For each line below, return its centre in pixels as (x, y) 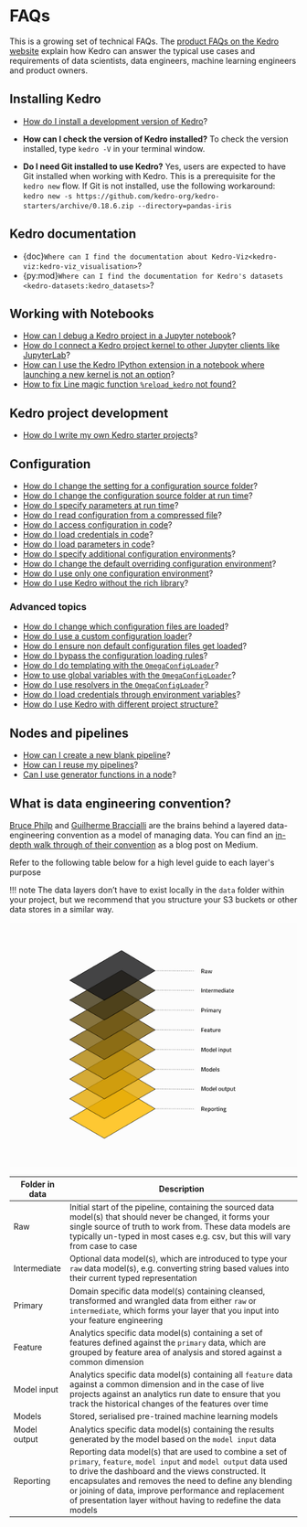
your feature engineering (116, 1320)
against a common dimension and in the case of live (167, 1384)
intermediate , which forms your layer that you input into (175, 1310)
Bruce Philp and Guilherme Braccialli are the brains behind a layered (138, 825)
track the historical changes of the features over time (169, 1404)
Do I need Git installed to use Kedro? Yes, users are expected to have (154, 166)
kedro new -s (48, 196)
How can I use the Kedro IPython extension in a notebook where (143, 365)
